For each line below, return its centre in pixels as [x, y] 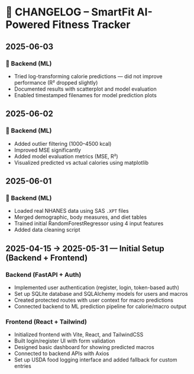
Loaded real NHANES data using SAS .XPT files [71, 211]
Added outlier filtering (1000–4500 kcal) [63, 143]
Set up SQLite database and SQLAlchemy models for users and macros [101, 293]
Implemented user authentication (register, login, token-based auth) [97, 287]
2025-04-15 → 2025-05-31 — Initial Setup [85, 248]
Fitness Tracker [91, 25]
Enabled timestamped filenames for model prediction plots [85, 95]
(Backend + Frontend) [47, 258]
